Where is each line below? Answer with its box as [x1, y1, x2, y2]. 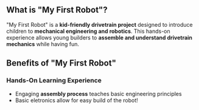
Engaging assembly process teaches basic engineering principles [15, 90, 182, 97]
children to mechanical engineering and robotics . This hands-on [6, 27, 170, 35]
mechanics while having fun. [6, 40, 80, 47]
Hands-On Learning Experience [6, 76, 102, 84]
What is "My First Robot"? [6, 5, 108, 15]
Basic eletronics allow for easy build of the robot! [15, 97, 138, 104]
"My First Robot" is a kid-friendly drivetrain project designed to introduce [6, 21, 193, 28]
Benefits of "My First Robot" [6, 58, 117, 69]
